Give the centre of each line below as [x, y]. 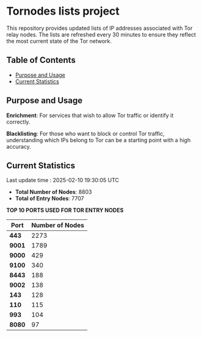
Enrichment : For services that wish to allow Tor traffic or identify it [90, 115]
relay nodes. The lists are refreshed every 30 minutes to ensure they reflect [101, 34]
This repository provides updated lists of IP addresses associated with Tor [99, 28]
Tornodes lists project [63, 11]
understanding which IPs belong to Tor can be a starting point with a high [99, 140]
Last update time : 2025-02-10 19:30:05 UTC [63, 180]
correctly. [18, 122]
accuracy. [19, 146]
